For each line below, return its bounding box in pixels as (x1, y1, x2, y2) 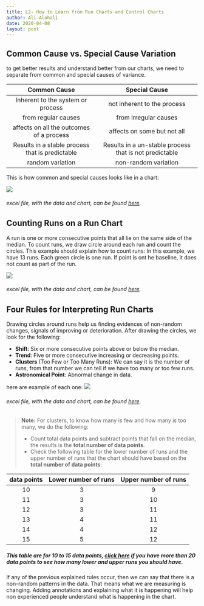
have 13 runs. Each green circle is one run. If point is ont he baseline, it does (6, 253, 197, 261)
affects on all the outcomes (12, 123, 90, 132)
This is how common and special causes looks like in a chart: (6, 174, 159, 181)
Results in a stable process (13, 141, 90, 149)
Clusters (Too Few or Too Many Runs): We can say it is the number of (15, 358, 190, 365)
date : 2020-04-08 (6, 20, 50, 26)
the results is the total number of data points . (30, 441, 145, 448)
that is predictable (25, 149, 77, 157)
